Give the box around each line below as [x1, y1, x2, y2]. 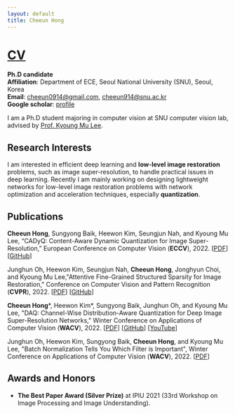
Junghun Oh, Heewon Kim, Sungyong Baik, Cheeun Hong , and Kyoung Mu [7, 337, 223, 346]
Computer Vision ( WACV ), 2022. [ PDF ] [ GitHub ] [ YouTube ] [7, 324, 177, 332]
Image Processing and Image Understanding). [17, 399, 151, 407]
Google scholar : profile [7, 100, 75, 109]
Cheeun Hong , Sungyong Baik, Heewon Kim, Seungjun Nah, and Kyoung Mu [7, 229, 229, 238]
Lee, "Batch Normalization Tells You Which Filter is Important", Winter [7, 345, 208, 354]
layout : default [7, 10, 55, 18]
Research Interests [7, 141, 92, 153]
